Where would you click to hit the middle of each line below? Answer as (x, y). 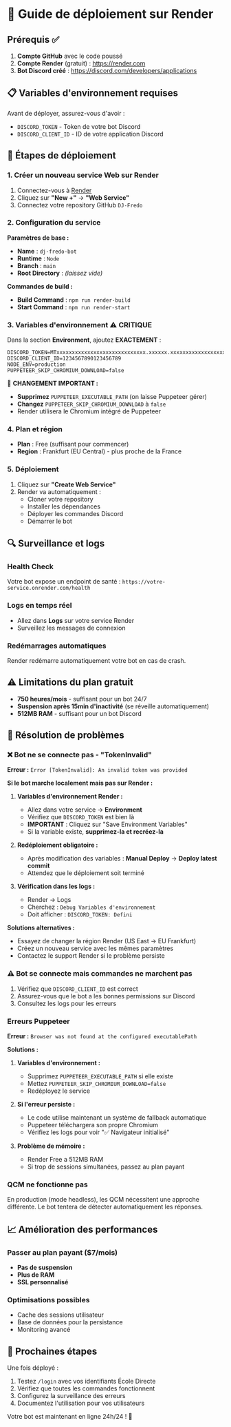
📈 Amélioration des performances (82, 1229)
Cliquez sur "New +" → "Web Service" (73, 197)
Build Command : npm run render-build (74, 300)
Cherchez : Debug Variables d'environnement (91, 907)
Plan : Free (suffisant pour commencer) (73, 444)
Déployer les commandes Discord (75, 513)
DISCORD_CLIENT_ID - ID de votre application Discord (90, 134)
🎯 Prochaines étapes (52, 1351)
